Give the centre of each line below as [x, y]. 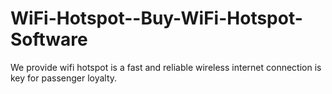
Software [49, 39]
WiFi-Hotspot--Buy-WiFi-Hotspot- [156, 18]
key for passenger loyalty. [64, 78]
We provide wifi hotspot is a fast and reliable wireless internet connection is [166, 67]
